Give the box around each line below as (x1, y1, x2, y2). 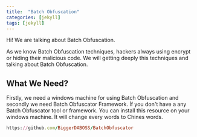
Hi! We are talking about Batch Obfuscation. (6, 37, 115, 44)
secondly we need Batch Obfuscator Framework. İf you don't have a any (6, 100, 187, 108)
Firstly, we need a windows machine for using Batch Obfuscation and (6, 94, 179, 102)
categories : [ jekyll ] (6, 14, 61, 20)
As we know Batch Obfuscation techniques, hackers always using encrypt (6, 48, 191, 55)
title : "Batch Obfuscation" (6, 8, 80, 15)
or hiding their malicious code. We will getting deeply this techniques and (6, 55, 189, 62)
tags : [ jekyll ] (6, 20, 45, 26)
